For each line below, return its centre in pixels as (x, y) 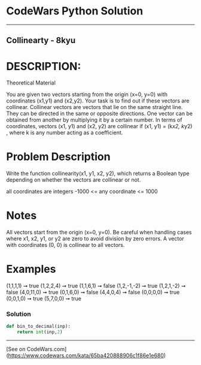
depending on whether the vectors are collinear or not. (74, 180)
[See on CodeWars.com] (36, 349)
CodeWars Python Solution (75, 11)
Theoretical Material (31, 83)
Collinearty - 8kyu (41, 40)
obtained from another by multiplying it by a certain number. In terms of (94, 120)
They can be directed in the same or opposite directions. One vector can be (100, 114)
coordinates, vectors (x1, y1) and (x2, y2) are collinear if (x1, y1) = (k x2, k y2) (99, 126)
